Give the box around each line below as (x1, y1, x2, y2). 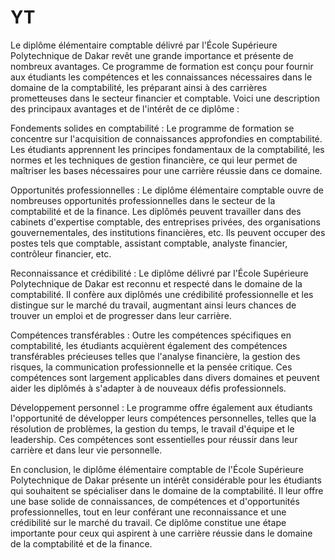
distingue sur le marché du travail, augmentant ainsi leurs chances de (10, 299, 297, 311)
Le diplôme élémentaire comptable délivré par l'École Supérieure (10, 39, 278, 51)
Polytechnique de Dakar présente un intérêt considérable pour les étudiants (10, 474, 322, 486)
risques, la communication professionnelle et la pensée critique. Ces (10, 361, 293, 373)
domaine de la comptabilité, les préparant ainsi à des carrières (10, 81, 268, 93)
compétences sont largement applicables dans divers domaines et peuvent (10, 371, 320, 383)
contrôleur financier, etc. (10, 247, 112, 260)
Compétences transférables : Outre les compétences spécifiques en (10, 329, 292, 341)
